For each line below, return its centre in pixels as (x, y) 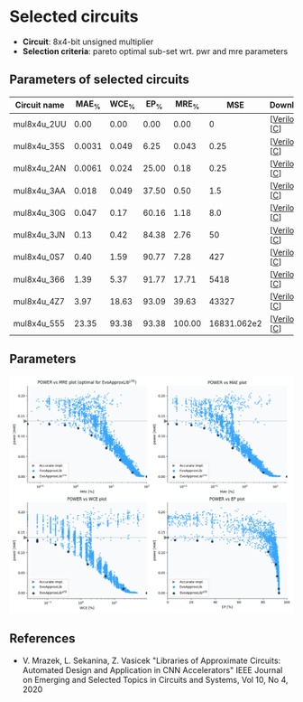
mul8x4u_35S (39, 146)
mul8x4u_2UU (40, 124)
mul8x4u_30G (39, 212)
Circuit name (40, 105)
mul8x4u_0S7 (39, 257)
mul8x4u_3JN (39, 235)
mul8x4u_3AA (39, 191)
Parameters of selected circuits (99, 80)
